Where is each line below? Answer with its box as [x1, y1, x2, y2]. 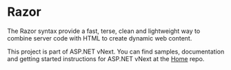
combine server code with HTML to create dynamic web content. [7, 34, 192, 42]
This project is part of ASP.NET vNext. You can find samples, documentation [7, 47, 225, 56]
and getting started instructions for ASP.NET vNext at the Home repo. [7, 54, 205, 62]
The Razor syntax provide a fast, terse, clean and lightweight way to [7, 27, 201, 35]
